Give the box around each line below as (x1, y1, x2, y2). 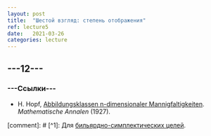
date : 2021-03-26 (7, 30, 65, 37)
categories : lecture (7, 37, 68, 44)
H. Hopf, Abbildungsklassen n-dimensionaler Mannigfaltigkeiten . (17, 99, 205, 108)
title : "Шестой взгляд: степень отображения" (7, 17, 146, 24)
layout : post (7, 10, 46, 18)
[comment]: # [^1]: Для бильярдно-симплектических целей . (7, 120, 186, 129)
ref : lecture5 (7, 23, 49, 30)
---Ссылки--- (7, 84, 56, 94)
